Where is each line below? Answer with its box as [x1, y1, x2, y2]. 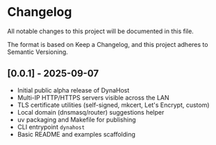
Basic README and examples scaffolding [17, 130, 135, 138]
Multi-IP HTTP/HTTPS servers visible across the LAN [17, 93, 169, 101]
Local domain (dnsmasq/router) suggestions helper [17, 108, 165, 116]
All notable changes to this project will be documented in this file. [7, 27, 194, 35]
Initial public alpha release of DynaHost [17, 86, 130, 94]
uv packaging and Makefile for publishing [17, 115, 137, 124]
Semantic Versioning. [7, 48, 68, 56]
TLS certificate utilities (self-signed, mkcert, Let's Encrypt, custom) [17, 101, 210, 109]
